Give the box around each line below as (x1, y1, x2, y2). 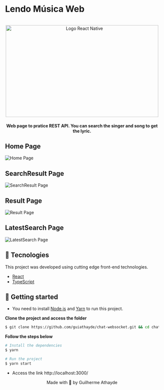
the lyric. (72, 128, 92, 134)
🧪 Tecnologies (5, 251, 49, 259)
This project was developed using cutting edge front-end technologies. (5, 264, 148, 270)
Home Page (5, 142, 41, 150)
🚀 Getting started (5, 292, 59, 301)
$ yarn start (5, 361, 32, 366)
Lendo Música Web (5, 3, 84, 15)
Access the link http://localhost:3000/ (12, 370, 89, 376)
